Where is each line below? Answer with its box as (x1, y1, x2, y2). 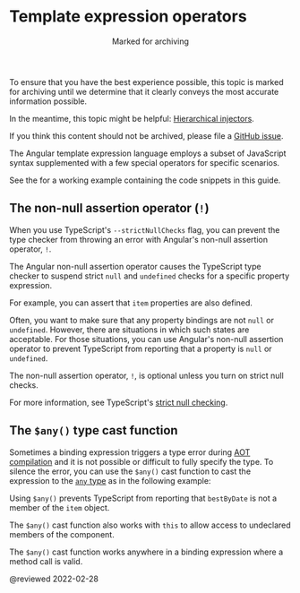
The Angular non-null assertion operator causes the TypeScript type (9, 261, 261, 271)
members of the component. (9, 529, 115, 539)
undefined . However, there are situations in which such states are (9, 324, 250, 335)
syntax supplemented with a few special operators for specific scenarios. (9, 157, 280, 168)
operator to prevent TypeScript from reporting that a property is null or (9, 343, 272, 354)
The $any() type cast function (9, 423, 178, 438)
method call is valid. (9, 555, 83, 566)
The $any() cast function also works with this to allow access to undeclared (9, 520, 291, 530)
